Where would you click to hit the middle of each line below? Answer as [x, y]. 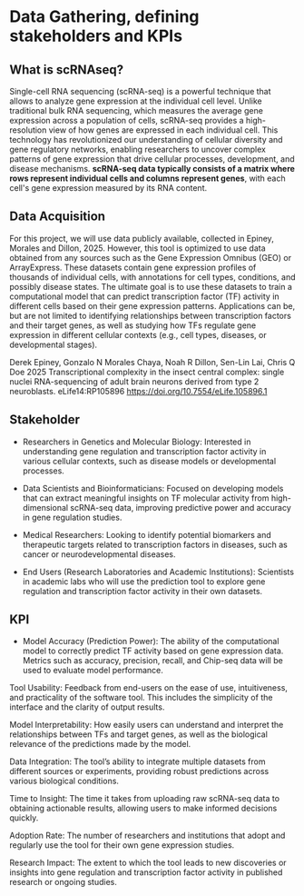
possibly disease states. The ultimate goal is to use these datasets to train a [151, 286]
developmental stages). [54, 344]
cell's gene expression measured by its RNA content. [108, 188]
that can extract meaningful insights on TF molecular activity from [146, 498]
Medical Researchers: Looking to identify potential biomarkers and [147, 534]
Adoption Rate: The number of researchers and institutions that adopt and [147, 836]
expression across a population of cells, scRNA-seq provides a [127, 120]
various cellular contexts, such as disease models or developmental [149, 461]
